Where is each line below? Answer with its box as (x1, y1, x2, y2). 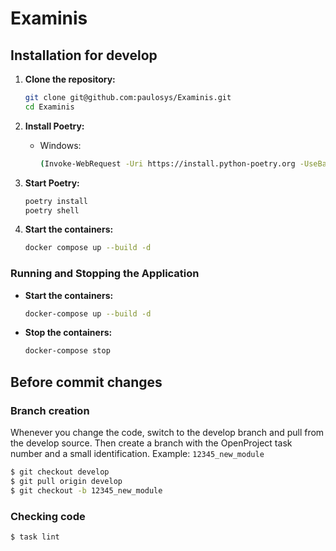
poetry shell (24, 205, 80, 216)
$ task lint (10, 532, 60, 542)
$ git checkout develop (10, 467, 110, 477)
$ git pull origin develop (10, 476, 123, 486)
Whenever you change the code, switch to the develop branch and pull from (10, 426, 325, 438)
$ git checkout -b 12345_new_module (10, 485, 163, 496)
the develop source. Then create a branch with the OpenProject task (10, 437, 293, 449)
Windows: (39, 139, 82, 151)
